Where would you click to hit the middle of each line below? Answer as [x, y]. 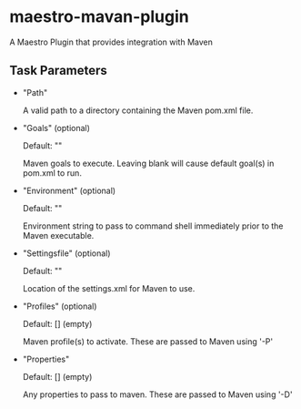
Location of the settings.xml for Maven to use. [109, 288]
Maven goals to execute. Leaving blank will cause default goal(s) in [148, 163]
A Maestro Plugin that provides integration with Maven [111, 42]
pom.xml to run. [52, 173]
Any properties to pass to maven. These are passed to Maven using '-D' [157, 394]
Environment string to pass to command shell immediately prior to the [153, 226]
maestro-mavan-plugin [99, 17]
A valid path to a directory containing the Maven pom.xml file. [138, 110]
